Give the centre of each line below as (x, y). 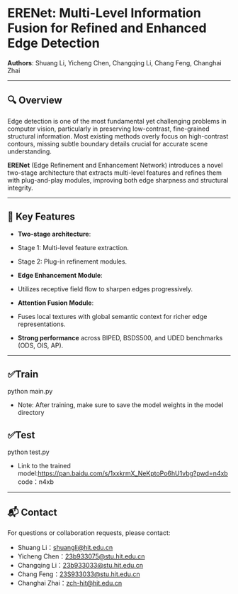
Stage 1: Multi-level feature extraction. (73, 247)
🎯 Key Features (41, 217)
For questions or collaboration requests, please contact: (89, 533)
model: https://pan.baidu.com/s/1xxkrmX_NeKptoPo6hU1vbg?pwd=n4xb (123, 473)
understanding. (29, 151)
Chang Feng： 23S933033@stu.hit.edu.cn (79, 574)
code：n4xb (36, 482)
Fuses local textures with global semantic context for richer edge (112, 316)
